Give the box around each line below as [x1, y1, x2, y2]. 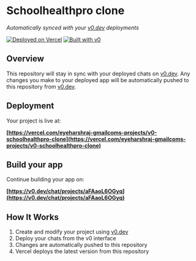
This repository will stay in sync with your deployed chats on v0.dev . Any [6, 70, 190, 77]
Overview [6, 53, 45, 64]
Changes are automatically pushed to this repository [15, 241, 148, 249]
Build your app [6, 159, 63, 170]
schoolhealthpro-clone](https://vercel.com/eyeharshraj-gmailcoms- [6, 135, 186, 143]
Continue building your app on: [6, 176, 85, 183]
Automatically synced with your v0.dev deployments [6, 24, 139, 31]
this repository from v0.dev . [6, 83, 77, 90]
